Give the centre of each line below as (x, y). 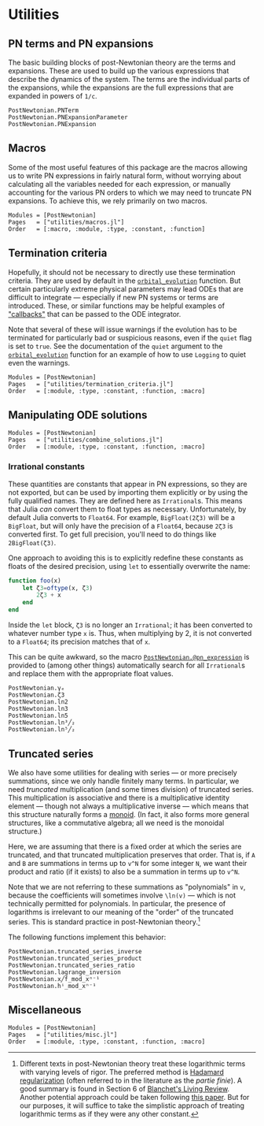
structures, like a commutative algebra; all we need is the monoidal (116, 823)
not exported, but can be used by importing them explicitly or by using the (128, 492)
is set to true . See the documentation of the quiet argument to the (115, 346)
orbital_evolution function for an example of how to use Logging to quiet (127, 354)
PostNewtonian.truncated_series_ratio (71, 965)
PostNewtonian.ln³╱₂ (42, 723)
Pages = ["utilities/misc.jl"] (63, 1035)
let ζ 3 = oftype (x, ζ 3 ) (57, 588)
